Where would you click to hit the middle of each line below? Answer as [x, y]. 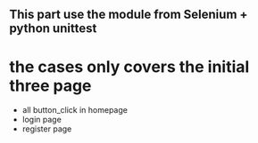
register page [47, 129]
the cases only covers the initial [129, 67]
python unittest [53, 29]
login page [42, 120]
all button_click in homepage [75, 110]
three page [50, 86]
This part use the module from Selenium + [129, 15]
